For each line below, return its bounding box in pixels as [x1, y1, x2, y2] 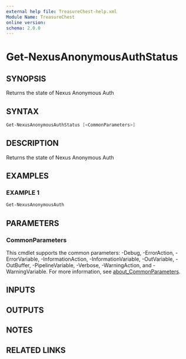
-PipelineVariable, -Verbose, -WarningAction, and [32, 262, 152, 268]
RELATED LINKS [6, 345, 66, 355]
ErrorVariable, [6, 255, 40, 262]
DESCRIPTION [6, 138, 59, 148]
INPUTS [6, 285, 35, 295]
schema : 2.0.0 [6, 25, 41, 31]
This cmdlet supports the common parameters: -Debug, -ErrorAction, [6, 250, 175, 256]
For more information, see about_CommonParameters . [49, 268, 181, 275]
